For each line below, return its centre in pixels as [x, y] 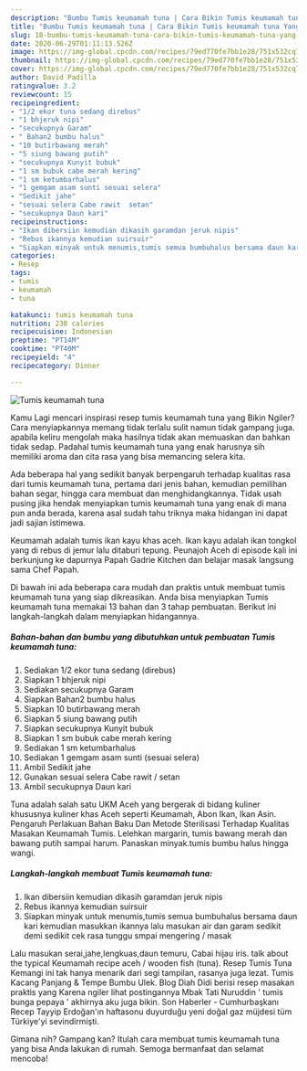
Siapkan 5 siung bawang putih [80, 718]
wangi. [23, 853]
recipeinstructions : [50, 222]
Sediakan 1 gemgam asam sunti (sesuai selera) [111, 757]
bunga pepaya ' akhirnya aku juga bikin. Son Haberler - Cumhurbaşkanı [144, 1002]
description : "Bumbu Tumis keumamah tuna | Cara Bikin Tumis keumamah [147, 18]
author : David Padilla [53, 78]
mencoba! [29, 1058]
